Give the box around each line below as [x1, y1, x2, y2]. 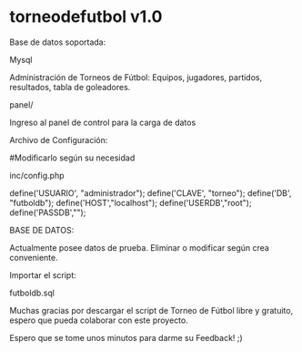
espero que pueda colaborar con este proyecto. [9, 315, 188, 326]
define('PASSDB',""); [9, 207, 86, 218]
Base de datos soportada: [9, 36, 106, 47]
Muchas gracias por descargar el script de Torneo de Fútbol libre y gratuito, [9, 305, 294, 316]
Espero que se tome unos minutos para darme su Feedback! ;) [9, 332, 243, 343]
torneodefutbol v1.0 [9, 6, 163, 27]
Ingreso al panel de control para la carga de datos [9, 117, 196, 128]
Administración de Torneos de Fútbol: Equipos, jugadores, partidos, [9, 71, 262, 83]
